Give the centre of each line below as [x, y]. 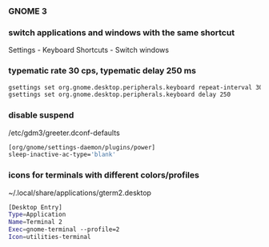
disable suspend [41, 115]
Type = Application [37, 215]
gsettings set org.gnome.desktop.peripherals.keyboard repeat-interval [130, 87]
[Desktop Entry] [35, 207]
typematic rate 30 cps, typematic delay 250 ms [102, 71]
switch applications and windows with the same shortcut [121, 32]
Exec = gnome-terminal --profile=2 [64, 229]
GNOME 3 [28, 11]
